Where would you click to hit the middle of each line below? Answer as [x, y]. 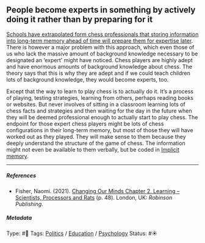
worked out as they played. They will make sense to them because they [96, 136]
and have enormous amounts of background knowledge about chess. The [99, 66]
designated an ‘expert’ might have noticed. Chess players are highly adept [100, 60]
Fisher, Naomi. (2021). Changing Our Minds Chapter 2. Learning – [97, 191]
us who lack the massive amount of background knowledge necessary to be [102, 54]
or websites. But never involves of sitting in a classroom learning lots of [96, 104]
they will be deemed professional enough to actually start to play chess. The [102, 117]
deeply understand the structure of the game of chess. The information [96, 143]
